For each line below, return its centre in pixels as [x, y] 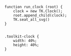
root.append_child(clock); [40, 15]
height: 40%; [26, 45]
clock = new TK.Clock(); [38, 11]
